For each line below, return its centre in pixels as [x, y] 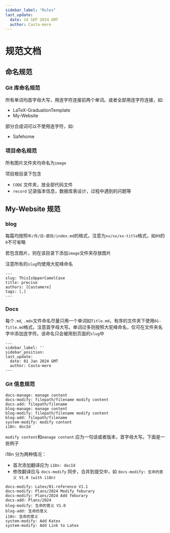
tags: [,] [16, 292]
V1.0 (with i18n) [37, 478]
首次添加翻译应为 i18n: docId [44, 465]
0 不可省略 [16, 242]
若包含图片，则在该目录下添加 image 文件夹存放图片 [58, 253]
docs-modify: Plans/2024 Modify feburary [50, 491]
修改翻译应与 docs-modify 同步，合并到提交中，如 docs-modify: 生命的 [86, 471]
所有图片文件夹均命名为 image [36, 163]
